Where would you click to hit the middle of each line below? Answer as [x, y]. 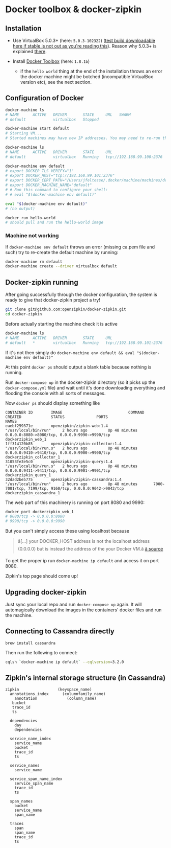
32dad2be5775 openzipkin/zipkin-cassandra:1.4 [64, 479]
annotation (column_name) [55, 699]
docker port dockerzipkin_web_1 [39, 512]
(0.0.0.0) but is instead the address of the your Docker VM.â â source [90, 549]
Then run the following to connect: [41, 652]
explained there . [30, 51]
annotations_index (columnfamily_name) [58, 694]
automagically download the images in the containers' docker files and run [83, 610]
